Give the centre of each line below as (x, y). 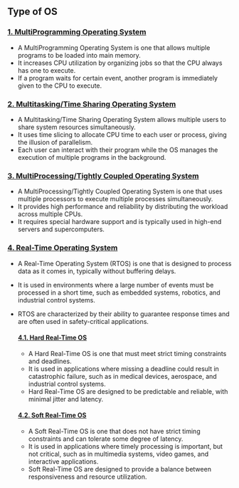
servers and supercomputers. (61, 229)
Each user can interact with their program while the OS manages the (118, 150)
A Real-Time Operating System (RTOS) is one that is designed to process (125, 263)
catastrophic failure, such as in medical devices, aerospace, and (122, 376)
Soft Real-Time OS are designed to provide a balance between (120, 469)
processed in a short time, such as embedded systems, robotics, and (119, 293)
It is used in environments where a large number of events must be (116, 285)
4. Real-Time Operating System (63, 248)
